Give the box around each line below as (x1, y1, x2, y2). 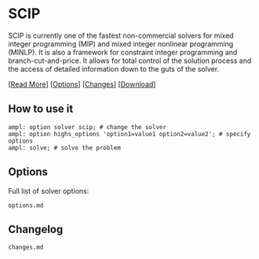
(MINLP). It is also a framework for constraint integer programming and (8, 47, 238, 57)
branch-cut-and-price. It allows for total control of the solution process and (8, 56, 252, 65)
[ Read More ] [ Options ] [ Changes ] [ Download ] (8, 80, 156, 89)
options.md (8, 202, 44, 209)
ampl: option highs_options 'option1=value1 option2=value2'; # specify (8, 130, 251, 138)
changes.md (8, 243, 44, 252)
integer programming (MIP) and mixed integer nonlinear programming (8, 39, 234, 48)
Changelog (8, 222, 64, 236)
